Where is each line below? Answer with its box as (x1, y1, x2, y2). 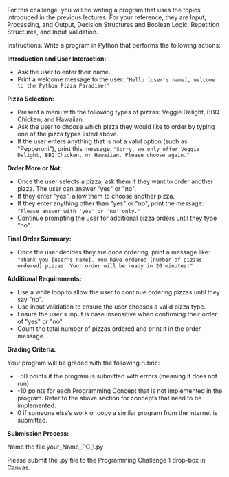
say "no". (17, 296, 43, 303)
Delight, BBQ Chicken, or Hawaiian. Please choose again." (17, 152, 190, 159)
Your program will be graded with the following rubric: (7, 358, 160, 367)
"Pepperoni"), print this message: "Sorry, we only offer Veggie (17, 145, 200, 152)
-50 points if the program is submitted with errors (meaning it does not (17, 372, 218, 380)
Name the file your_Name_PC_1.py (7, 443, 104, 451)
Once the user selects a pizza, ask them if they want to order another (17, 177, 214, 185)
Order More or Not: (7, 164, 63, 172)
